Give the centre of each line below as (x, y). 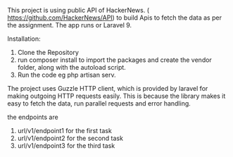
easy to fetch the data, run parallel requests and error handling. (99, 103)
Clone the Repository (48, 52)
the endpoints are (33, 117)
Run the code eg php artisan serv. (67, 75)
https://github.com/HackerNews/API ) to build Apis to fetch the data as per (114, 18)
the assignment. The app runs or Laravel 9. (70, 25)
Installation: (24, 39)
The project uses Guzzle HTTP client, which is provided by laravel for (108, 88)
